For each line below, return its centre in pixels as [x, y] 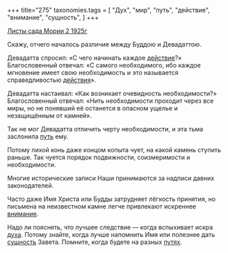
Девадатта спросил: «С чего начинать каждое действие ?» [95, 58]
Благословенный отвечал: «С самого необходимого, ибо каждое [104, 65]
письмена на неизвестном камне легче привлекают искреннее [102, 206]
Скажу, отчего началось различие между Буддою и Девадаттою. [104, 44]
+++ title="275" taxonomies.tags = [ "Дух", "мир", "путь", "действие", [108, 10]
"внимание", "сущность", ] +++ [53, 17]
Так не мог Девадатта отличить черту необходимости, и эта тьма [105, 129]
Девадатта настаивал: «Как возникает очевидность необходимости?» [112, 93]
